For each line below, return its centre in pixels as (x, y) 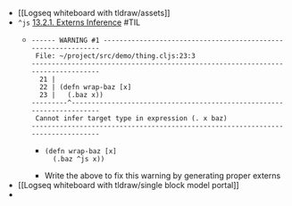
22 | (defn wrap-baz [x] (85, 87)
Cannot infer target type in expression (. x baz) (131, 119)
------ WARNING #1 (65, 40)
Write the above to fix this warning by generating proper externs (163, 176)
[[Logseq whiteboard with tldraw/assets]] (94, 13)
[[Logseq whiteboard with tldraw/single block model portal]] (128, 185)
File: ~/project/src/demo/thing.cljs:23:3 (116, 56)
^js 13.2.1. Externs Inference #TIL (79, 22)
